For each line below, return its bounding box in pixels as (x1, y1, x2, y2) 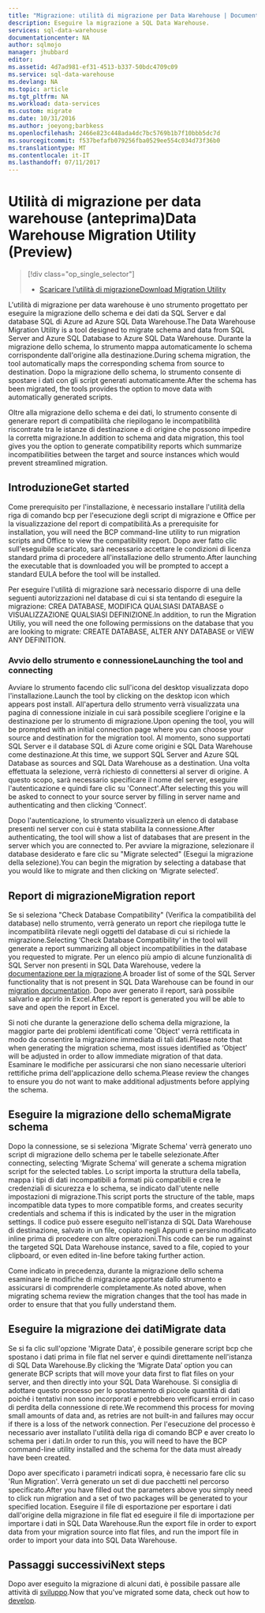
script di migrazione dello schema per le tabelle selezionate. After (8, 1149, 219, 1159)
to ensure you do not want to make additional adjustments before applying (8, 1077, 250, 1086)
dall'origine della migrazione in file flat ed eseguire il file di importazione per (8, 1510, 255, 1520)
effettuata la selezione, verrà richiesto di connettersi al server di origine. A (8, 767, 249, 776)
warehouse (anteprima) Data (8, 210, 197, 228)
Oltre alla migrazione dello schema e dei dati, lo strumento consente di (8, 408, 237, 418)
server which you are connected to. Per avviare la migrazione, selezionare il (8, 841, 255, 850)
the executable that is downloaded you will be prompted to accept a (8, 561, 229, 570)
